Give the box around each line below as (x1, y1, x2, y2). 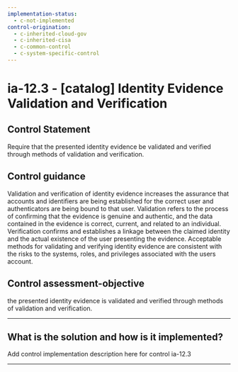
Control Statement (7, 123, 91, 135)
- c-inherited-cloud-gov (13, 30, 87, 38)
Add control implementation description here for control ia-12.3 (7, 350, 191, 359)
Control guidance (7, 171, 86, 183)
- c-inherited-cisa (13, 37, 72, 44)
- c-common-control (13, 43, 72, 50)
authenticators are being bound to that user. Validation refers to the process (7, 204, 229, 213)
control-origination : (7, 23, 72, 30)
